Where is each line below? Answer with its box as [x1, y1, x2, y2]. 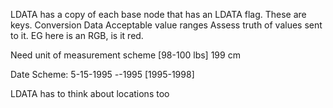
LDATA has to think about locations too [10, 88, 170, 99]
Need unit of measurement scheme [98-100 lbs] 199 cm [10, 49, 241, 61]
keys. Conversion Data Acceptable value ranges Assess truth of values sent [10, 19, 323, 31]
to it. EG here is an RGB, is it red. [10, 30, 144, 41]
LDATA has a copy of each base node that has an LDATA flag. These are [10, 9, 307, 20]
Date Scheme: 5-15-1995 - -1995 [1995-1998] [10, 69, 195, 80]
